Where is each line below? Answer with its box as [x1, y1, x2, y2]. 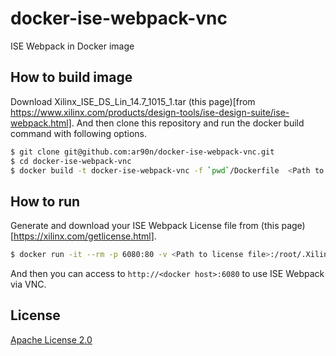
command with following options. [10, 127, 147, 139]
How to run [10, 193, 81, 210]
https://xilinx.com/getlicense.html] [13, 230, 155, 242]
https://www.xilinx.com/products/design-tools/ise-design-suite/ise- [10, 106, 290, 118]
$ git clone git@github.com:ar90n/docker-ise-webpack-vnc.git [10, 147, 275, 157]
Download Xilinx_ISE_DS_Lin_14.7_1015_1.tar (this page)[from [10, 95, 256, 107]
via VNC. [10, 278, 47, 291]
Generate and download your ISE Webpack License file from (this [10, 220, 280, 232]
